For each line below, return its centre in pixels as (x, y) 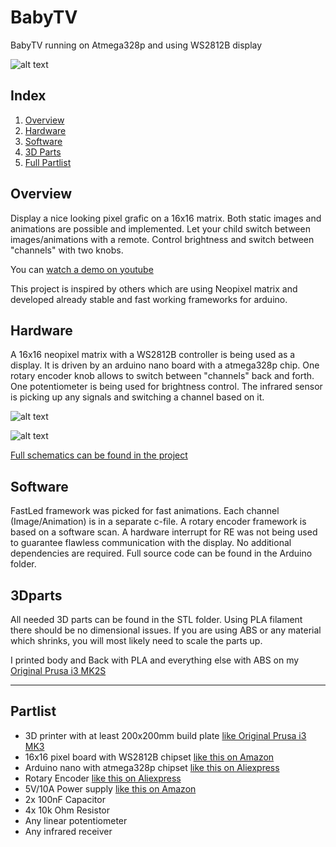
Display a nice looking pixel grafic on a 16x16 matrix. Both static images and (166, 218)
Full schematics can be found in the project (99, 455)
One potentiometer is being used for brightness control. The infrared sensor (166, 387)
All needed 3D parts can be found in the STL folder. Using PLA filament (156, 619)
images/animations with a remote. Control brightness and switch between (162, 239)
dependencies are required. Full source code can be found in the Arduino (161, 553)
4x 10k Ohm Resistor (67, 810)
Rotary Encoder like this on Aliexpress (103, 778)
